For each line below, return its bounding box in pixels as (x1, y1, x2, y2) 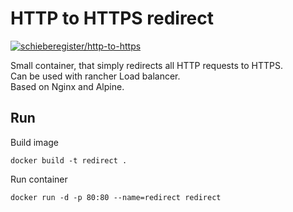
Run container (10, 173, 68, 185)
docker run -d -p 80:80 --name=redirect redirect (10, 192, 222, 202)
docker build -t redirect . (10, 155, 128, 166)
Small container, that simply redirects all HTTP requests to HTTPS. (10, 59, 283, 71)
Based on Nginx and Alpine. (10, 80, 125, 92)
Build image (10, 136, 59, 148)
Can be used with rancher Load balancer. (10, 70, 181, 82)
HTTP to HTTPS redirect (10, 7, 215, 30)
